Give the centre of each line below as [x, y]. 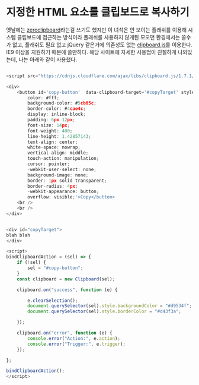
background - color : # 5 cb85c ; [62, 103]
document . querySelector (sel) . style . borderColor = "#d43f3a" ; [105, 312]
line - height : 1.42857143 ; [60, 136]
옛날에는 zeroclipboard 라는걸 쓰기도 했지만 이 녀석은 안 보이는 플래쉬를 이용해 [97, 30]
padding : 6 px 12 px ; [52, 120]
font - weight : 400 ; [50, 131]
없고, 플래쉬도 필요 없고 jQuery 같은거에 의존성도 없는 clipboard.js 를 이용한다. [102, 45]
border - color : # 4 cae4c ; [57, 109]
